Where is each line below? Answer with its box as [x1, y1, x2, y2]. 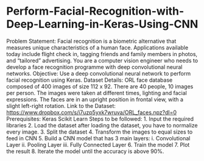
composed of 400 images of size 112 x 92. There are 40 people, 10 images [6, 82, 194, 90]
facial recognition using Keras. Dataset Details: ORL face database [6, 76, 173, 84]
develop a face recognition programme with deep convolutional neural [6, 63, 183, 71]
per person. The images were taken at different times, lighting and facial [6, 89, 187, 96]
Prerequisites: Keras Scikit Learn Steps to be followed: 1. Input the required [6, 115, 194, 123]
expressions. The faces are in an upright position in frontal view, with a [6, 96, 184, 103]
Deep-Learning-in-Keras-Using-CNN [6, 17, 199, 31]
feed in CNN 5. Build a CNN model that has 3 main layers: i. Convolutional [6, 134, 191, 141]
